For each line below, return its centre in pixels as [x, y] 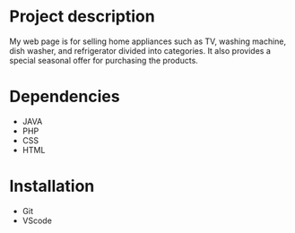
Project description [82, 17]
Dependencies [65, 97]
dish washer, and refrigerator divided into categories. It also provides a [140, 50]
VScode [37, 220]
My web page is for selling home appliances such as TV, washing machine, [148, 41]
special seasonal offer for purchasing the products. [104, 60]
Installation [52, 186]
